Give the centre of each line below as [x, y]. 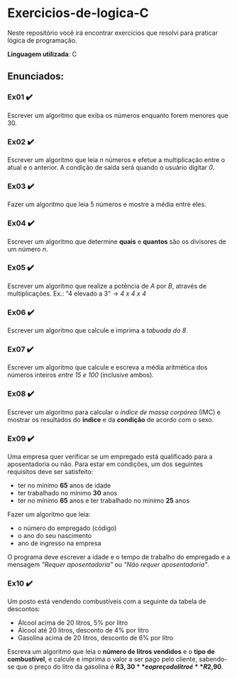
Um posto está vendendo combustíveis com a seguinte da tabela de [107, 601]
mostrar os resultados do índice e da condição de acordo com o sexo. [111, 419]
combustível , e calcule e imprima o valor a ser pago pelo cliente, [102, 660]
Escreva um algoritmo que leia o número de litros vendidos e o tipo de [111, 652]
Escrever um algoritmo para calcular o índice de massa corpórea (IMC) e [114, 412]
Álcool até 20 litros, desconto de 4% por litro [83, 630]
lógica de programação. [42, 40]
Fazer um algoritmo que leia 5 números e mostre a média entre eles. [107, 205]
